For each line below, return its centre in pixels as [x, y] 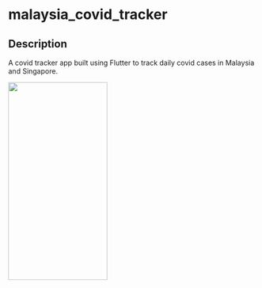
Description [38, 44]
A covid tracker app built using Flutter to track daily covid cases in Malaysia [131, 63]
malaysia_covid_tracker [88, 15]
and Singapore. [33, 71]
